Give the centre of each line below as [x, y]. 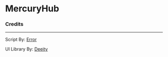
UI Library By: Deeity [26, 49]
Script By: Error [21, 40]
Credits [14, 24]
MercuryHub [32, 9]
